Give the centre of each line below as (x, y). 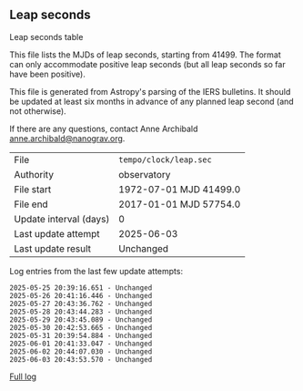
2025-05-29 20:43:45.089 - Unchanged (81, 319)
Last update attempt (57, 233)
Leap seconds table (46, 36)
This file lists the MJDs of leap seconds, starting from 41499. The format (146, 55)
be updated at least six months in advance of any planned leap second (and (151, 101)
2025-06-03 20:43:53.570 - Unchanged (81, 359)
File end (31, 204)
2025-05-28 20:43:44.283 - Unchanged (81, 312)
